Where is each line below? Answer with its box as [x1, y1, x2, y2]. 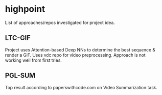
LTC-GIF [5, 34, 31, 42]
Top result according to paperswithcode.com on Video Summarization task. [5, 84, 158, 90]
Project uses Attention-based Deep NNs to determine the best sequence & [5, 47, 156, 52]
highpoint [5, 3, 46, 15]
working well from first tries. [5, 57, 62, 63]
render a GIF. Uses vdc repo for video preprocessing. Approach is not [5, 52, 146, 58]
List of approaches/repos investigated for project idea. [5, 20, 115, 25]
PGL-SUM [5, 71, 36, 80]
